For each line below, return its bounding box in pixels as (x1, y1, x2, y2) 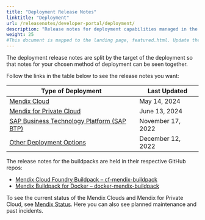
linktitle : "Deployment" (6, 15, 70, 21)
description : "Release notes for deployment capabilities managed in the (6, 26, 198, 32)
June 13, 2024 (139, 107, 183, 115)
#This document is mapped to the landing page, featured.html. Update (6, 37, 190, 43)
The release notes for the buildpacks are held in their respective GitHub (6, 158, 186, 165)
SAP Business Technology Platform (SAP (9, 117, 126, 125)
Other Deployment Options (9, 138, 87, 146)
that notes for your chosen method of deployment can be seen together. (6, 60, 188, 68)
